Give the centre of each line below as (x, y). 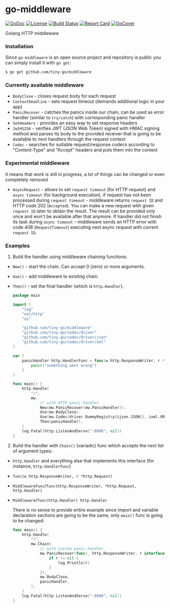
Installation (19, 46)
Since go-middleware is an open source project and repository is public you (83, 57)
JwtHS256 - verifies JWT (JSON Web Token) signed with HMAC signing (86, 128)
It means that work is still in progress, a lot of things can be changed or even (85, 174)
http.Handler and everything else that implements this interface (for (83, 460)
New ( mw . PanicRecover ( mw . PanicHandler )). (83, 407)
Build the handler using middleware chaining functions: (70, 257)
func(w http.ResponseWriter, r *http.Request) (62, 476)
